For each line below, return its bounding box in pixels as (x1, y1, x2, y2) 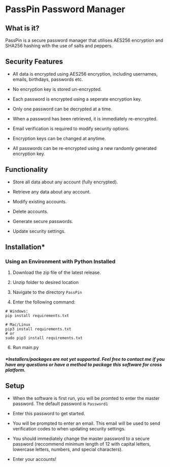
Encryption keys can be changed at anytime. (12, 135, 106, 141)
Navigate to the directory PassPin (12, 289, 82, 295)
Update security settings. (12, 228, 66, 234)
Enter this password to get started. (12, 410, 85, 416)
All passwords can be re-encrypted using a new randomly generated (12, 145, 157, 151)
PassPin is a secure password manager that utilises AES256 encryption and (5, 37, 163, 43)
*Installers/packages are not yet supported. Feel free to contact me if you (5, 356, 165, 362)
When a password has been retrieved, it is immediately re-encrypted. (12, 115, 158, 121)
